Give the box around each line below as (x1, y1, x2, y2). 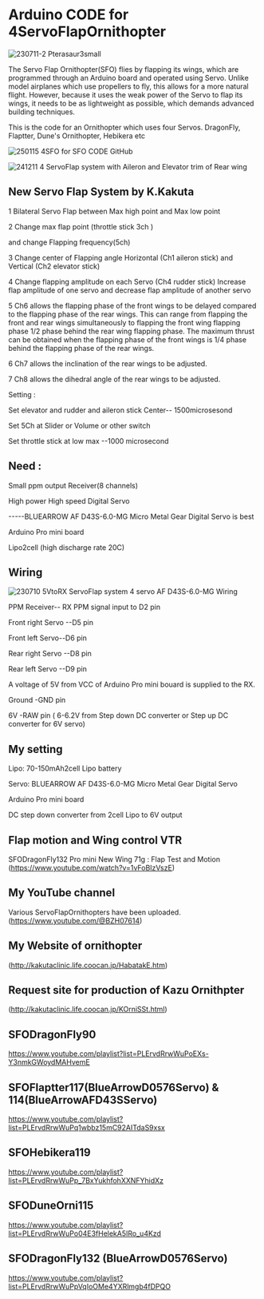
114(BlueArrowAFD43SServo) (8, 1093, 158, 1106)
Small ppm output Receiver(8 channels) (8, 480, 138, 490)
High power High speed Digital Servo (8, 496, 130, 505)
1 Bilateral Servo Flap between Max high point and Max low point (8, 206, 221, 216)
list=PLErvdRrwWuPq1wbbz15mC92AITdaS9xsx (8, 1123, 165, 1133)
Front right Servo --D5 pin (8, 618, 94, 628)
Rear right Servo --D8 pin (8, 649, 92, 659)
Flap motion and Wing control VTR (8, 833, 183, 847)
